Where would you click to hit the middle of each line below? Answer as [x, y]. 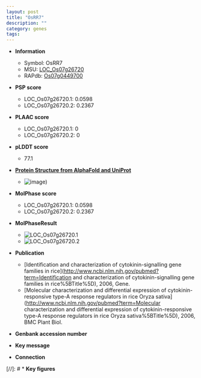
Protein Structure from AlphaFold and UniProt [73, 170]
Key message [32, 345]
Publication [29, 253]
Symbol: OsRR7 [43, 63]
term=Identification [48, 277]
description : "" [26, 23]
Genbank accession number [51, 334]
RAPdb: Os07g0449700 [53, 76]
